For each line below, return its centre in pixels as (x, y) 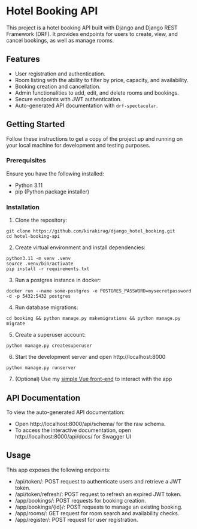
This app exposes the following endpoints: (58, 470)
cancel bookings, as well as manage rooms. (60, 40)
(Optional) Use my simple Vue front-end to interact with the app (93, 379)
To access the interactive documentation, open (73, 430)
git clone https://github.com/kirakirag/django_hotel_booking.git (91, 231)
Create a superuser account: (50, 335)
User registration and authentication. (60, 74)
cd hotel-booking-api (33, 237)
